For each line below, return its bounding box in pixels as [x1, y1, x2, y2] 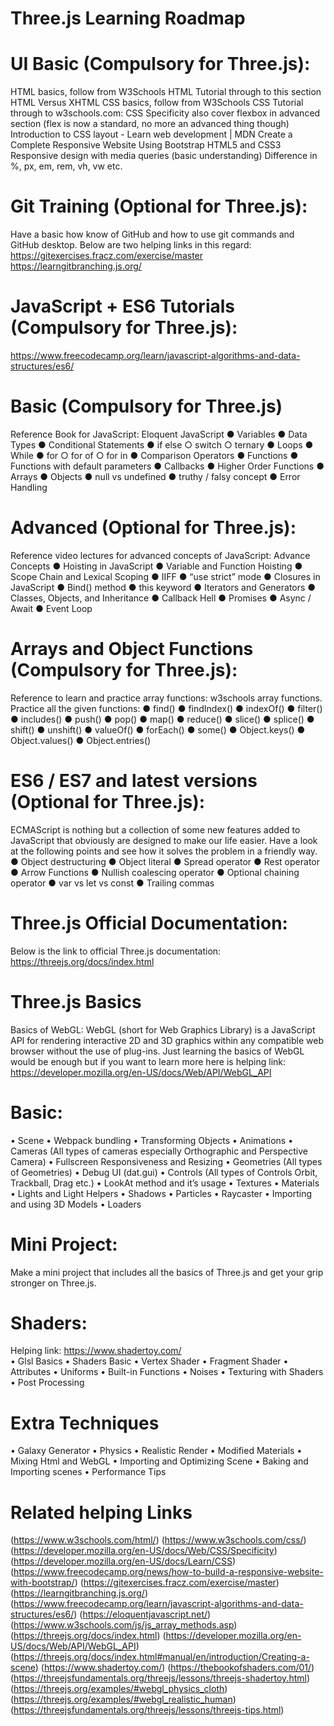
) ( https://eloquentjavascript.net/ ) [73, 1608, 212, 1621]
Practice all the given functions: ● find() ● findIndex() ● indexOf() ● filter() [10, 702, 323, 714]
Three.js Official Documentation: [10, 912, 288, 934]
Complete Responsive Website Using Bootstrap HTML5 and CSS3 [10, 139, 282, 151]
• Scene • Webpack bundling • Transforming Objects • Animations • [10, 1134, 294, 1146]
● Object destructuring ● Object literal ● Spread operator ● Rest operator [10, 855, 320, 867]
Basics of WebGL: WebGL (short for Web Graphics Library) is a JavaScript [10, 1023, 316, 1036]
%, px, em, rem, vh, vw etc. [10, 160, 123, 172]
